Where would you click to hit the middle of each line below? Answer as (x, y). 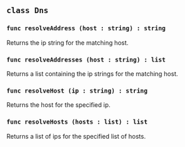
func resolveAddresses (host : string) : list (86, 59)
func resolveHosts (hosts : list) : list (77, 122)
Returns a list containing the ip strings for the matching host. (92, 73)
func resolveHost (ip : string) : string (77, 90)
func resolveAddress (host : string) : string (86, 28)
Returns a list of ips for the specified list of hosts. (76, 136)
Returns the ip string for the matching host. (68, 42)
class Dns (28, 11)
